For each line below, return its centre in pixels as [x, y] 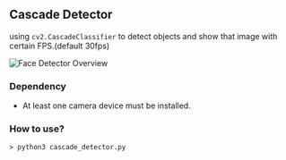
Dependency [38, 86]
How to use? [37, 129]
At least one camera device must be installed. [106, 105]
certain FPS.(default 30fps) [60, 46]
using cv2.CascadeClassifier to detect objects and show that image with [143, 36]
